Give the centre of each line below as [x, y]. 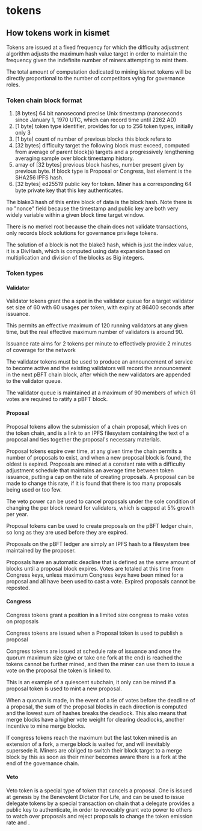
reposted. [18, 588]
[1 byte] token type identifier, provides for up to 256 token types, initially [104, 126]
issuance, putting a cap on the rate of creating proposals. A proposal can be [100, 476]
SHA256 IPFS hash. [39, 178]
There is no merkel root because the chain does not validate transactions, [97, 226]
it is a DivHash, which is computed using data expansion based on [88, 251]
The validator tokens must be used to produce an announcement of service [100, 362]
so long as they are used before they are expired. [67, 532]
